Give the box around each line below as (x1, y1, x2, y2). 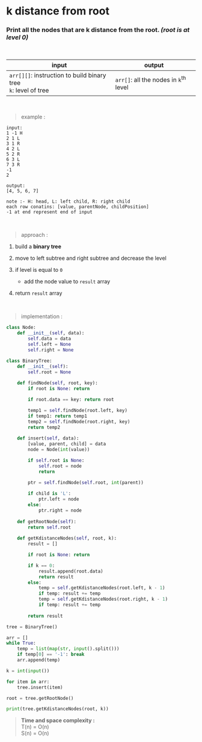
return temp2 (28, 424, 61, 431)
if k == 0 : (28, 562, 55, 569)
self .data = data (28, 336, 71, 342)
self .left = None (28, 342, 71, 348)
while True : (6, 640, 36, 646)
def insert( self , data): (17, 435, 79, 441)
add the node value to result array (23, 278, 111, 285)
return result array (14, 290, 63, 297)
